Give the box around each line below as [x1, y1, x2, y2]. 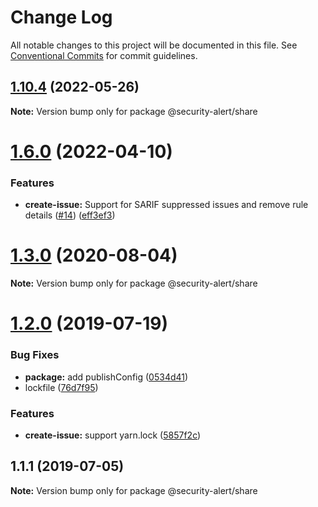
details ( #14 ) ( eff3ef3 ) [24, 209, 116, 221]
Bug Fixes [10, 348, 60, 362]
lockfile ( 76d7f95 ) [24, 381, 99, 393]
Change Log [10, 6, 113, 29]
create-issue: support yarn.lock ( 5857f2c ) [24, 429, 202, 441]
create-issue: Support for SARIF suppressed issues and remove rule [24, 199, 309, 211]
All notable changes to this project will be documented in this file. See [10, 39, 298, 51]
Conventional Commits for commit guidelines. [10, 49, 198, 61]
